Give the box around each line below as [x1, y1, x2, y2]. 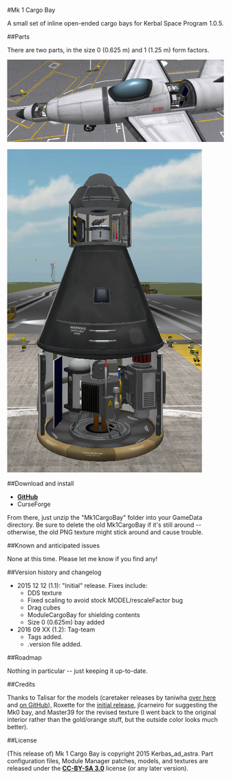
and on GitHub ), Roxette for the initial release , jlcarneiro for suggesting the [7, 701, 218, 709]
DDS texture [27, 589, 62, 597]
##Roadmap [7, 654, 43, 662]
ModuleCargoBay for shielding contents [27, 611, 140, 619]
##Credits [7, 680, 36, 689]
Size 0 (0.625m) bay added [27, 618, 105, 627]
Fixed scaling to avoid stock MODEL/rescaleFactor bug [27, 596, 184, 605]
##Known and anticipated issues [7, 541, 100, 550]
